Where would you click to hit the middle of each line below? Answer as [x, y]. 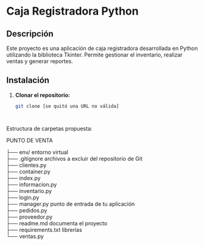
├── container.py [28, 171]
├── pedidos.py [27, 210]
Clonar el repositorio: [42, 95]
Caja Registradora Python [72, 11]
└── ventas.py [25, 236]
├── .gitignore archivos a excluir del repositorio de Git [75, 158]
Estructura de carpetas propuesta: [49, 128]
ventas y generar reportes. [40, 61]
